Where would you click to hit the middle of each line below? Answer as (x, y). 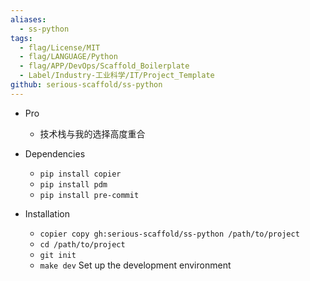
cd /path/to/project (82, 244)
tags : (21, 38)
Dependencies (55, 153)
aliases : (28, 19)
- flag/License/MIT (60, 47)
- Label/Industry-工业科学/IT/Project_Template (117, 76)
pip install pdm (73, 184)
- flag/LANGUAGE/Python (68, 57)
